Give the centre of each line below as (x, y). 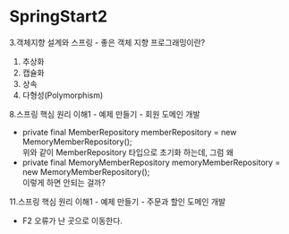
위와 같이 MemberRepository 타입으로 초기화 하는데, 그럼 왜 (128, 152)
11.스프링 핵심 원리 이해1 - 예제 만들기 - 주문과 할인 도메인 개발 (118, 201)
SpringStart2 (59, 17)
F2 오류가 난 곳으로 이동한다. (72, 221)
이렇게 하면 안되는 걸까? (64, 182)
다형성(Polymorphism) (63, 95)
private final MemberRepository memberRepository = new (129, 132)
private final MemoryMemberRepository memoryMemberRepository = (151, 162)
